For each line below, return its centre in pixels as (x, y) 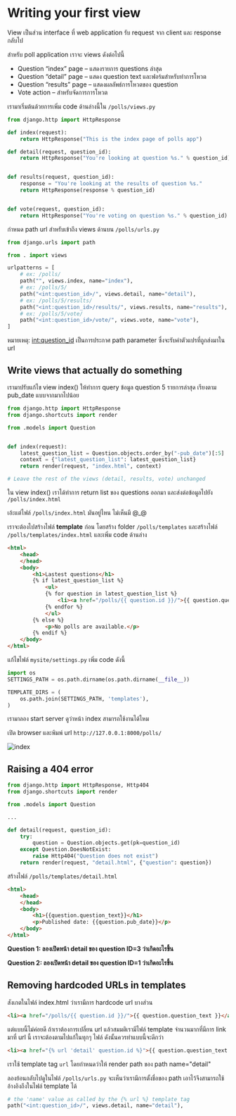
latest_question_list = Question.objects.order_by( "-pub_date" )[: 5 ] (122, 453)
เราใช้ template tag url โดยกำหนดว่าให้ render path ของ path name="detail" (109, 1064)
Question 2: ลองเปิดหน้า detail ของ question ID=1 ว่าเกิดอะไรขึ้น (91, 963)
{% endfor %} (64, 607)
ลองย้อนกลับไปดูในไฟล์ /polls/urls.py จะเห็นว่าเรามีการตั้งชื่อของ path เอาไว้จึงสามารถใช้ (116, 1078)
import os (22, 673)
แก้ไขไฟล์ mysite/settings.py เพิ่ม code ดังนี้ (66, 659)
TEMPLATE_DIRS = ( (34, 692)
